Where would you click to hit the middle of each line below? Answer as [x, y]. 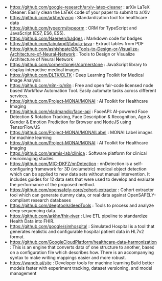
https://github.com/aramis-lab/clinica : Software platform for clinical [78, 153]
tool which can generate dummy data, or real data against [68, 195]
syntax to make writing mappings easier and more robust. [68, 258]
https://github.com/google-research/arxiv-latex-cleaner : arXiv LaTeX [80, 7]
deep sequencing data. [33, 211]
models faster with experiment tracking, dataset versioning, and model [81, 268]
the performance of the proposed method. [52, 184]
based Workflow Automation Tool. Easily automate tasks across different [83, 91]
